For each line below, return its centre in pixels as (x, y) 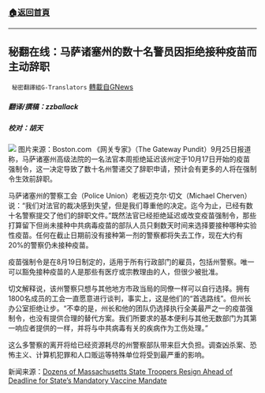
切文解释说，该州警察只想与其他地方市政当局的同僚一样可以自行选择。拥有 (129, 289)
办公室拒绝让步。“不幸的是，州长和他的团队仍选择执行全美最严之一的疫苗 (127, 308)
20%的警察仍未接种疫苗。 (50, 245)
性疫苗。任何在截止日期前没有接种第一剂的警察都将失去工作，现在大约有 (125, 236)
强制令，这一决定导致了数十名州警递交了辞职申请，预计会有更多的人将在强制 (132, 169)
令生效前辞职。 (32, 179)
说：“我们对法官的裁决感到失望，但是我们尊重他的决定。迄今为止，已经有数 (131, 206)
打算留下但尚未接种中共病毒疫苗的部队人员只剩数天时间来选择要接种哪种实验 (132, 225)
